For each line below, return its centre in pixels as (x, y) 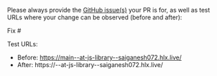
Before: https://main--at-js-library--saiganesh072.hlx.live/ (99, 57)
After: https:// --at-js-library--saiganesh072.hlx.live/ (90, 65)
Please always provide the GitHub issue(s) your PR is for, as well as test (108, 10)
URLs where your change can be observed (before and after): (95, 17)
